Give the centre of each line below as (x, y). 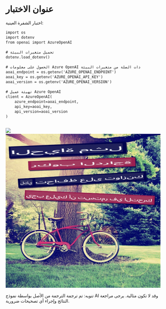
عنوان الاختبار (30, 9)
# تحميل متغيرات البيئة (30, 52)
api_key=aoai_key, (33, 107)
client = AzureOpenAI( (29, 97)
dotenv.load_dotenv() (28, 57)
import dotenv (20, 37)
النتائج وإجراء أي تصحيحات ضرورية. (38, 301)
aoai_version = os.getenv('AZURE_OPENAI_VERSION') (59, 82)
